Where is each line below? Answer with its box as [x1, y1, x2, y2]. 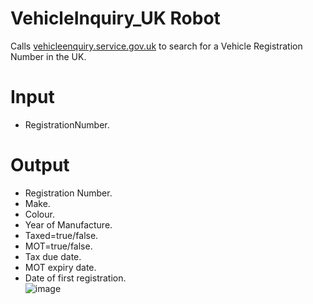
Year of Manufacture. [24, 218, 113, 231]
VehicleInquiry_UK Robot [10, 7, 221, 30]
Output [10, 154, 70, 177]
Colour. [24, 208, 55, 220]
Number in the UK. [10, 50, 87, 62]
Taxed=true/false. [24, 229, 99, 241]
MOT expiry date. [24, 261, 97, 273]
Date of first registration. [24, 272, 127, 284]
